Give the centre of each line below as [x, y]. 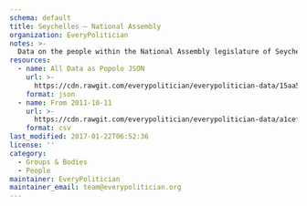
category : [28, 153]
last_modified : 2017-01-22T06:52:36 [79, 137]
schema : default [40, 18]
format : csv [48, 129]
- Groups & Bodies [53, 162]
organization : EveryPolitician [69, 35]
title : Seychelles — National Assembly [85, 26]
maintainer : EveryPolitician [65, 179]
